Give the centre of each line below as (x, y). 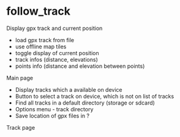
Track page (21, 127)
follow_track (39, 11)
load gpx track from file (45, 40)
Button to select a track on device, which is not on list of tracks (95, 96)
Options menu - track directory (54, 109)
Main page (20, 78)
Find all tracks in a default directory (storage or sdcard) (85, 103)
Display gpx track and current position (54, 28)
